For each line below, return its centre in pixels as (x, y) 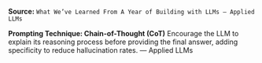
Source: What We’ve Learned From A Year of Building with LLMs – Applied (131, 11)
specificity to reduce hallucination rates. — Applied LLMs (101, 50)
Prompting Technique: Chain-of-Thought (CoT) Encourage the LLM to (124, 33)
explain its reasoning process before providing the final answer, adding (123, 42)
